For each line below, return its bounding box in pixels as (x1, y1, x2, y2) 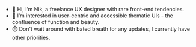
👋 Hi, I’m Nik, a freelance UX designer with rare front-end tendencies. (11, 6, 185, 13)
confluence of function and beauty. (11, 19, 100, 25)
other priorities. (11, 34, 51, 41)
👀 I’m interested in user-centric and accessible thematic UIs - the (11, 12, 173, 19)
